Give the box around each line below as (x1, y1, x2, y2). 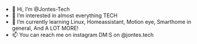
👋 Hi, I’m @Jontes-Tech (11, 6, 70, 12)
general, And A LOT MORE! (11, 24, 79, 32)
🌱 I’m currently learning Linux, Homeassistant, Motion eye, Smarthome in (11, 18, 192, 25)
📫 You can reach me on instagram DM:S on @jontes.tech (11, 32, 154, 38)
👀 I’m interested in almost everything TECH (11, 12, 118, 19)
